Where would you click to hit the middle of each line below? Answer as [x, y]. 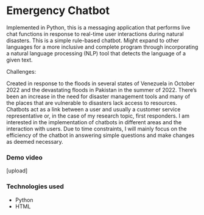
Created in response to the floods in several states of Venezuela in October [100, 83]
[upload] [17, 171]
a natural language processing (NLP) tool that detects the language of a [96, 53]
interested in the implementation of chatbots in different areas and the [94, 122]
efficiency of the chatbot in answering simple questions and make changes [100, 135]
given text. [19, 60]
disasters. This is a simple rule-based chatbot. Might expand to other [93, 40]
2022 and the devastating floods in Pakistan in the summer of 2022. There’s [101, 90]
